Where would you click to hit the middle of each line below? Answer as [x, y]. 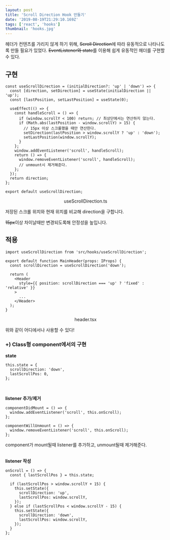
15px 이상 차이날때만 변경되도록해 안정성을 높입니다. [56, 222]
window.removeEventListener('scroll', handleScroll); [77, 159]
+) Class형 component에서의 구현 [46, 344]
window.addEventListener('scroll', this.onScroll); [66, 413]
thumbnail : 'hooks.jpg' [31, 29]
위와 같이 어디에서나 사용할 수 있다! [40, 330]
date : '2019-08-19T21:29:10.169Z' [42, 19]
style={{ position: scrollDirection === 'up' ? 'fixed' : [81, 283]
